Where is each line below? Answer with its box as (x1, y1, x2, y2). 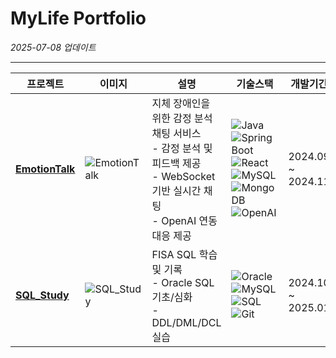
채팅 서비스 (151, 126, 202, 140)
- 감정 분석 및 (151, 141, 213, 155)
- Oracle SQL (151, 275, 215, 289)
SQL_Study (15, 288, 70, 302)
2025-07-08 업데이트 (10, 41, 97, 53)
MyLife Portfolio (10, 7, 147, 30)
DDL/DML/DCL (151, 315, 222, 329)
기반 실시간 (151, 183, 202, 197)
